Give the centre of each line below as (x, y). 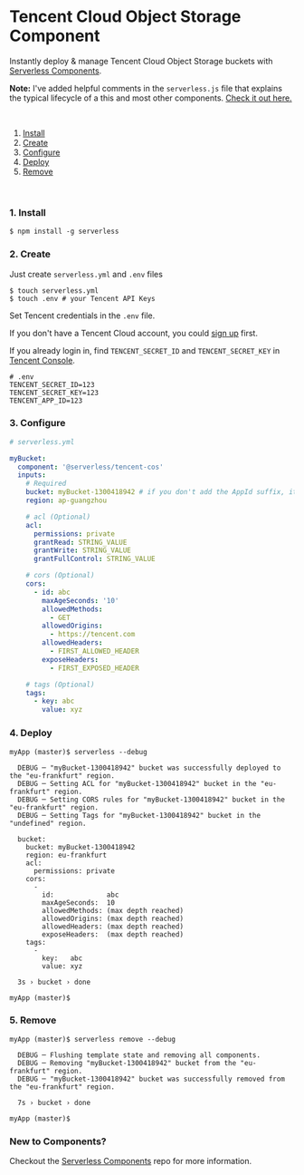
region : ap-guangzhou (66, 500)
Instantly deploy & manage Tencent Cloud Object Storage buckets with (141, 61)
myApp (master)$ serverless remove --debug (93, 1039)
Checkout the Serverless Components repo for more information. (131, 1161)
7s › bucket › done (54, 1102)
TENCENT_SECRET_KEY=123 (54, 393)
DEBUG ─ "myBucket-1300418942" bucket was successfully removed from (151, 1079)
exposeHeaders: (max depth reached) (113, 934)
